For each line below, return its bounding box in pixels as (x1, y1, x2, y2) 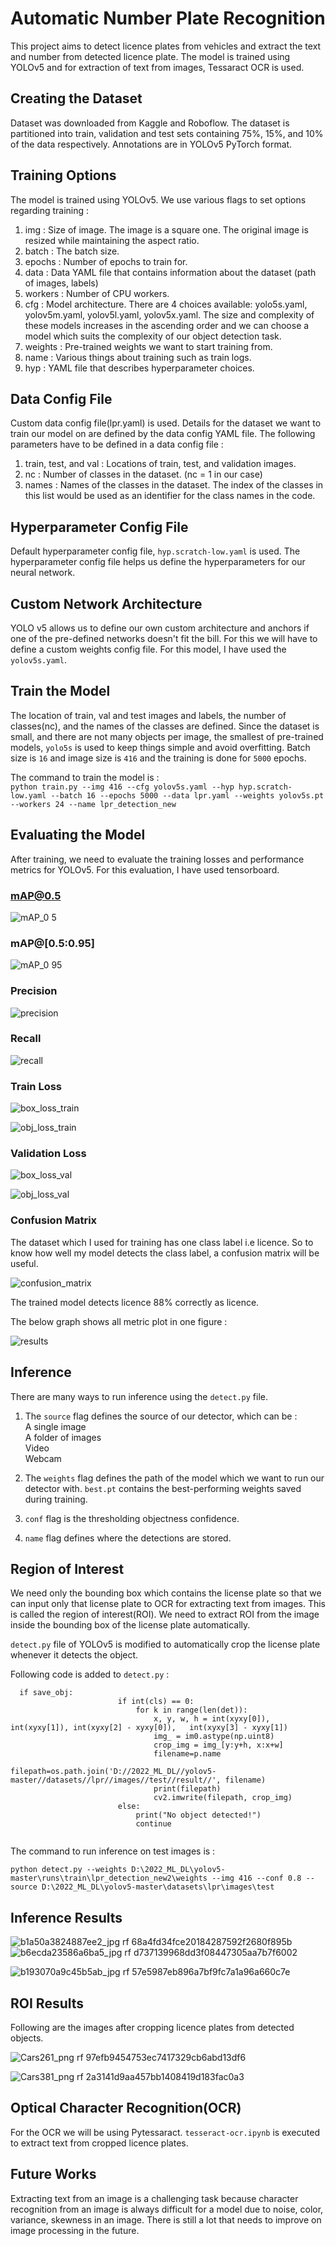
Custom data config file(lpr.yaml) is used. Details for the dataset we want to (10, 417, 322, 429)
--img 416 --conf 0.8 (211, 1873, 302, 1884)
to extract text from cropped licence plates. (10, 2137, 189, 2149)
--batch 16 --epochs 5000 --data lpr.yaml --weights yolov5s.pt (50, 790, 325, 801)
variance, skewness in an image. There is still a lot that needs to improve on (10, 2213, 322, 2226)
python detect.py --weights (10, 1865, 128, 1875)
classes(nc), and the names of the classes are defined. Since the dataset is (10, 720, 320, 732)
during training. (24, 1493, 88, 1505)
